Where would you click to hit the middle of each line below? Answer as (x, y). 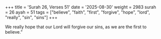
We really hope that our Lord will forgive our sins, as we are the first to (76, 27)
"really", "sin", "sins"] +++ (31, 17)
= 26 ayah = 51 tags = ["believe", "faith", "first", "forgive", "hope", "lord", (78, 12)
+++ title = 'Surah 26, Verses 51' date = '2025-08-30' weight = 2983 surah (81, 7)
